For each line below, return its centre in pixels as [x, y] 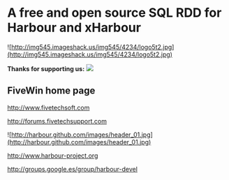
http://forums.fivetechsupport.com [57, 121]
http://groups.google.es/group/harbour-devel [73, 169]
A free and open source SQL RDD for [114, 13]
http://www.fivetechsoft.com [49, 107]
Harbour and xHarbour [74, 28]
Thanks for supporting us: [46, 68]
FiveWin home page [51, 91]
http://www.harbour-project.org [53, 156]
